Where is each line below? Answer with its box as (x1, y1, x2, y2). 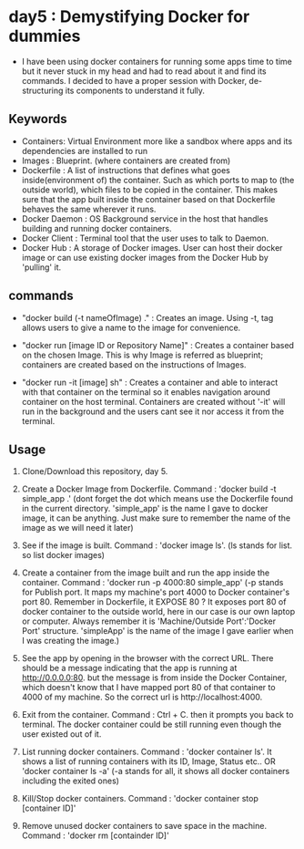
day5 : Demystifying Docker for (8, 6, 250, 27)
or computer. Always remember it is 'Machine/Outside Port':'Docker (21, 616, 277, 626)
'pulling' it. (21, 262, 62, 273)
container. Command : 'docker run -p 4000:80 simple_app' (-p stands (21, 577, 284, 588)
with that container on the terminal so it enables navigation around (21, 386, 270, 398)
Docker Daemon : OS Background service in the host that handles (21, 212, 269, 224)
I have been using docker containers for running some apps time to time (21, 56, 293, 67)
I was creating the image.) (21, 636, 120, 647)
